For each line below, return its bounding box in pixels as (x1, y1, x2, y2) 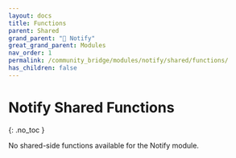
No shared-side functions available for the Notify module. (8, 140, 200, 150)
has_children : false (8, 64, 78, 72)
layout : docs (8, 11, 52, 20)
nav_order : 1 (8, 49, 52, 57)
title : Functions (8, 19, 67, 27)
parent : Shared (8, 26, 60, 34)
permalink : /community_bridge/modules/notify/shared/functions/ (8, 57, 229, 65)
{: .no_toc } (8, 125, 45, 135)
